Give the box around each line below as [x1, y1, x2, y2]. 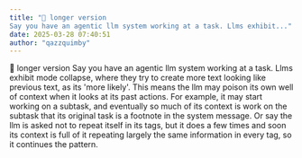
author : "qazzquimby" [9, 38, 91, 48]
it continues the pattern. [9, 139, 99, 150]
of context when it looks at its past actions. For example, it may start [9, 92, 263, 102]
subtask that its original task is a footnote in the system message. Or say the [9, 110, 293, 121]
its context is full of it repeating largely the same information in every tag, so [9, 129, 292, 140]
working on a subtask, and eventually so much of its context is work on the [9, 101, 288, 112]
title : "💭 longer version [9, 13, 106, 22]
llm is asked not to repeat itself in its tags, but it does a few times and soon [9, 120, 287, 131]
